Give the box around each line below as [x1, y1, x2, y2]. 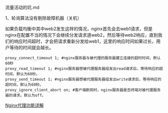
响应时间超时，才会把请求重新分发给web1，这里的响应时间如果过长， [14, 38, 156, 44]
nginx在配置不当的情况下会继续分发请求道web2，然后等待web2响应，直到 [5, 32, 158, 38]
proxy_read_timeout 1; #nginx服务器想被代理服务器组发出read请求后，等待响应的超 [5, 66, 163, 71]
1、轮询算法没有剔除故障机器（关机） [5, 15, 82, 21]
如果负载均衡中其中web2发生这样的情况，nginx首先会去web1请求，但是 [5, 26, 153, 32]
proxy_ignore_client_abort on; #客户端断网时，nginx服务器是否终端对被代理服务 [5, 87, 161, 92]
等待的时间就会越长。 [9, 45, 54, 50]
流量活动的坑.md [5, 5, 40, 10]
